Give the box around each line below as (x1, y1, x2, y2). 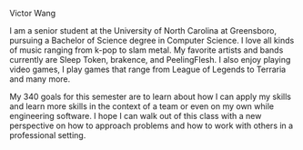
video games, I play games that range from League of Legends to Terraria (9, 64, 287, 75)
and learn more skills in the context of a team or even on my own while (9, 101, 275, 112)
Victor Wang (9, 8, 56, 18)
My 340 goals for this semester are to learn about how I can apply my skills (9, 91, 291, 102)
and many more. (9, 74, 71, 85)
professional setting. (9, 130, 86, 140)
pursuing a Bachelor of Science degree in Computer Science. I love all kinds (9, 35, 295, 45)
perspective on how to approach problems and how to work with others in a (9, 120, 294, 131)
